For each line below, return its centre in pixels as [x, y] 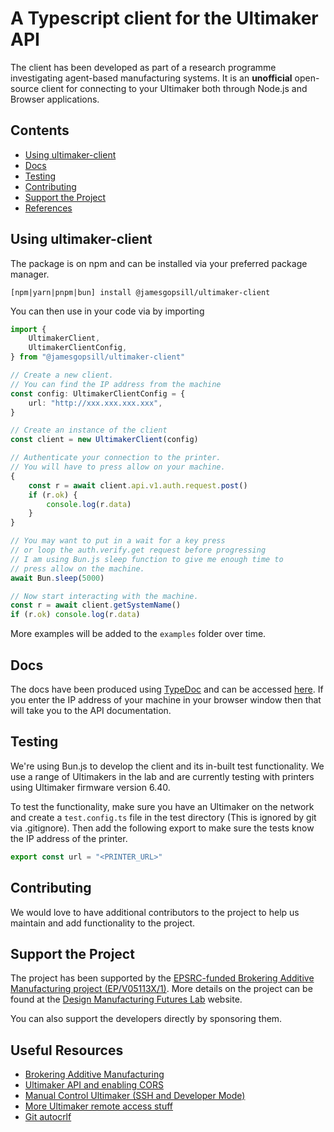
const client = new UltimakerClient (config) [104, 440]
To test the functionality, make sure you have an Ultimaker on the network [162, 806]
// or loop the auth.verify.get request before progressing [138, 550]
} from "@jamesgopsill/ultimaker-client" [98, 357]
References [48, 208]
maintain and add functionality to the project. [103, 923]
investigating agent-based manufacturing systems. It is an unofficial [151, 78]
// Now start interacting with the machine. [104, 596]
